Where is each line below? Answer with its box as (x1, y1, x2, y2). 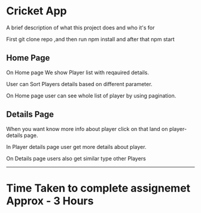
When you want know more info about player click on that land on (6, 125, 168, 132)
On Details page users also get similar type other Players (6, 154, 147, 162)
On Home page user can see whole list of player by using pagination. (6, 92, 176, 99)
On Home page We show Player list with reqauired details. (6, 69, 150, 76)
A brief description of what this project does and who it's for (6, 24, 155, 31)
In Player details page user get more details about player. (6, 143, 147, 150)
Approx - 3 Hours (6, 194, 94, 208)
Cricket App (6, 4, 67, 18)
